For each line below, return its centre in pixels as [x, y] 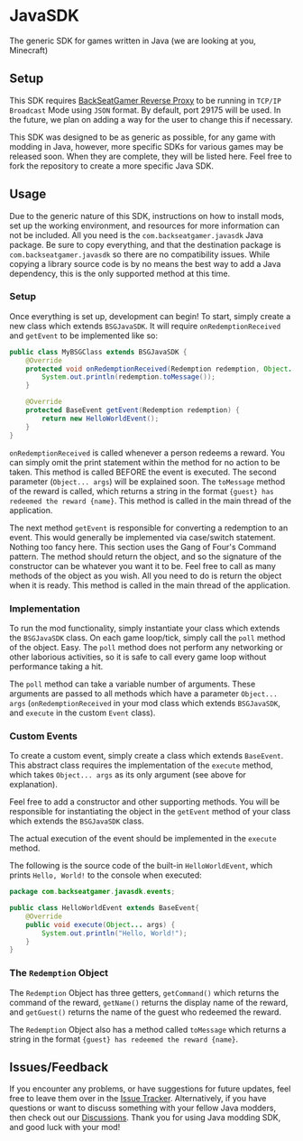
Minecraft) [28, 50]
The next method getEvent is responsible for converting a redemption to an [149, 528]
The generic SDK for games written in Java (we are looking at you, [133, 41]
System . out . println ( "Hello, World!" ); [115, 933]
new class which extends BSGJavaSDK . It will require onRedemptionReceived [145, 326]
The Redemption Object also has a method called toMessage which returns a [148, 1029]
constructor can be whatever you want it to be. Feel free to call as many [143, 566]
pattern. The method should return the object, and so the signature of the [146, 557]
